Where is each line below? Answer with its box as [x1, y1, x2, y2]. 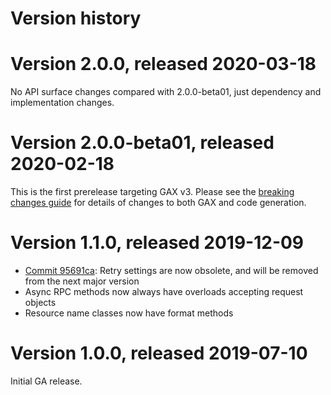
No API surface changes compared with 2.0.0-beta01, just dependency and [10, 86, 322, 98]
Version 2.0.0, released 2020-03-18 [10, 53, 317, 76]
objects [24, 297, 57, 308]
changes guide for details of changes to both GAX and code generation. [10, 197, 307, 209]
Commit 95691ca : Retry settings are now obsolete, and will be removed [24, 265, 319, 276]
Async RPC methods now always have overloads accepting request [24, 286, 304, 297]
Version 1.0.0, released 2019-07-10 [10, 342, 308, 365]
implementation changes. [10, 97, 115, 109]
